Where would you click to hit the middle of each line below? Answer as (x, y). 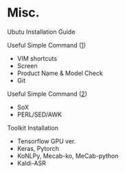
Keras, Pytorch (38, 148)
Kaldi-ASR (32, 163)
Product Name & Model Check (60, 73)
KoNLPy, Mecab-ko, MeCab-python (68, 156)
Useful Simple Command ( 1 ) (47, 45)
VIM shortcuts (37, 58)
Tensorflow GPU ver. (46, 141)
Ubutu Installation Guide (41, 32)
